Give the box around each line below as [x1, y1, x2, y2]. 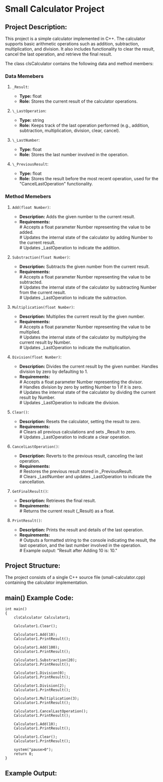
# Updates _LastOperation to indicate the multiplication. [19, 344, 131, 350]
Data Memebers [5, 73, 44, 79]
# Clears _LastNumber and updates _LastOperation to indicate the [19, 473, 152, 479]
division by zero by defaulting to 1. [19, 369, 89, 374]
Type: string [19, 117, 44, 123]
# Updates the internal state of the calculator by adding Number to [19, 234, 153, 240]
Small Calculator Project [5, 3, 105, 15]
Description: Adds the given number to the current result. [19, 213, 135, 220]
